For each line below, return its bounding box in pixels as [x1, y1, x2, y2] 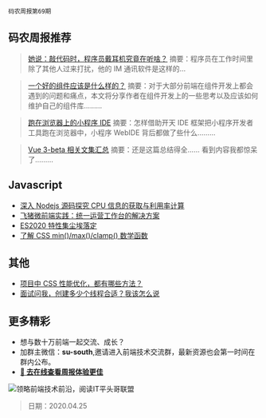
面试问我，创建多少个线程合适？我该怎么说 [19, 289, 160, 298]
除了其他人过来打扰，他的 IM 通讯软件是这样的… [27, 63, 186, 74]
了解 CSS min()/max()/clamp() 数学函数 [19, 230, 149, 240]
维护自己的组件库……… [27, 101, 103, 110]
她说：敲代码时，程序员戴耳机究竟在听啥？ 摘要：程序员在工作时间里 [27, 54, 253, 63]
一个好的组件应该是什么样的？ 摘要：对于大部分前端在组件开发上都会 [27, 81, 253, 90]
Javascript [8, 178, 63, 192]
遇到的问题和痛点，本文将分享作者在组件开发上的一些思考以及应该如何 [27, 90, 259, 100]
